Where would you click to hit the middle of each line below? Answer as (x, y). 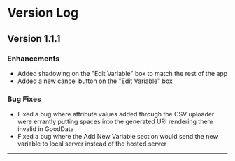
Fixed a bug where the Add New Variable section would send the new (117, 137)
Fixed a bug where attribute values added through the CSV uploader (116, 114)
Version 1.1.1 (34, 39)
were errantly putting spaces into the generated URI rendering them (115, 122)
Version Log (43, 13)
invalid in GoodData (46, 129)
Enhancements (34, 59)
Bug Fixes (24, 99)
